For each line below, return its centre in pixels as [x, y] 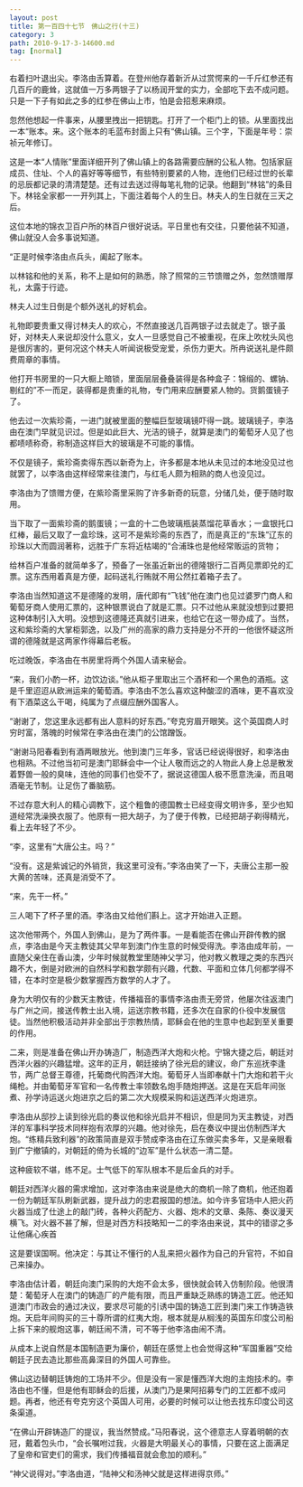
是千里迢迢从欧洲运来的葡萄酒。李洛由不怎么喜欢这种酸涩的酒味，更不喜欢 [147, 691]
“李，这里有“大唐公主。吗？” [62, 847]
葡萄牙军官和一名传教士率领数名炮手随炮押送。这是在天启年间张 [167, 1087]
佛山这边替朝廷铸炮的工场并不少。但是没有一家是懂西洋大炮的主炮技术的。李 [151, 1379]
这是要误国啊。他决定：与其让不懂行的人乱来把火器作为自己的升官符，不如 [147, 1254]
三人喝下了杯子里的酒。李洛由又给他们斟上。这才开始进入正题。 [128, 916]
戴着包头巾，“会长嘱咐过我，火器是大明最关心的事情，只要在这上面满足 [157, 1444]
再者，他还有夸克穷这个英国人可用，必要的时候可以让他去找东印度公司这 [159, 1401]
